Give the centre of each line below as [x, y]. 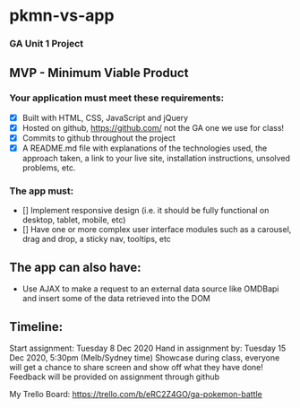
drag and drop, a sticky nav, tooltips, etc [97, 239]
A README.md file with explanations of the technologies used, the [145, 148]
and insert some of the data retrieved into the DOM [116, 299]
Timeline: [36, 327]
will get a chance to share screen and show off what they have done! [137, 367]
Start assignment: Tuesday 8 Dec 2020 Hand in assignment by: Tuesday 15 [148, 348]
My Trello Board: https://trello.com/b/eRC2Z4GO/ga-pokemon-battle [136, 394]
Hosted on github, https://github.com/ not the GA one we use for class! [153, 127]
